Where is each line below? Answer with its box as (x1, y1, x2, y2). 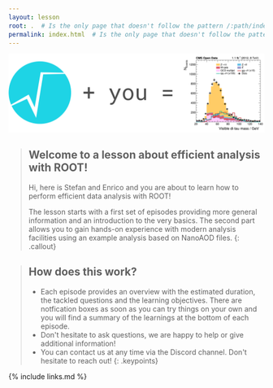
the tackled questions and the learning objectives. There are (40, 295, 242, 305)
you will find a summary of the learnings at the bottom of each (40, 312, 249, 322)
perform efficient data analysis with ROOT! (28, 191, 171, 201)
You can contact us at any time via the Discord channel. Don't (40, 347, 248, 357)
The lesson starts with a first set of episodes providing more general (28, 207, 258, 216)
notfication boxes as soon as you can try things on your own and (40, 303, 258, 313)
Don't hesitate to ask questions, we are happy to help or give (40, 329, 244, 339)
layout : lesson (8, 13, 60, 21)
